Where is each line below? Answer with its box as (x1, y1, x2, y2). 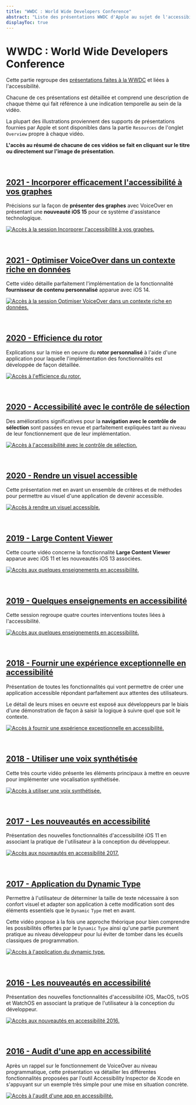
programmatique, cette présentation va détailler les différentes (6, 1068, 156, 1075)
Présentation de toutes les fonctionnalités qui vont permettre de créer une (6, 683, 184, 690)
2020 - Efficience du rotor (6, 333, 103, 343)
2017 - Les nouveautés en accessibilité (6, 817, 150, 827)
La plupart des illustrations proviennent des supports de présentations (6, 118, 175, 125)
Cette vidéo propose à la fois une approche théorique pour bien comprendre (6, 918, 190, 926)
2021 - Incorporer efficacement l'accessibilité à (6, 177, 183, 187)
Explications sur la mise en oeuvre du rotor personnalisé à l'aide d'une (6, 349, 177, 356)
